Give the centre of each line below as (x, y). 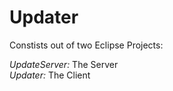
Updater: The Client (50, 75)
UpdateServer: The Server (64, 64)
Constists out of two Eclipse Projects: (86, 45)
